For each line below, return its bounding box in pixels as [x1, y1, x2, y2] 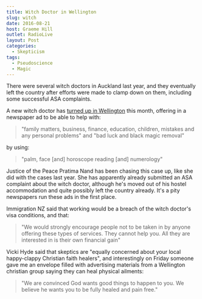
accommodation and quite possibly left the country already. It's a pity [6, 187, 180, 194]
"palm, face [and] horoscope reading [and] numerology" [21, 156, 163, 163]
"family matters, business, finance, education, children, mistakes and [21, 126, 195, 133]
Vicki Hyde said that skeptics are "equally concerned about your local [6, 248, 181, 256]
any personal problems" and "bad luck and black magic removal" [21, 132, 184, 139]
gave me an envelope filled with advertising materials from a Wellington [6, 261, 186, 268]
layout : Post [6, 37, 40, 43]
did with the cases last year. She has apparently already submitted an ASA [6, 174, 193, 181]
